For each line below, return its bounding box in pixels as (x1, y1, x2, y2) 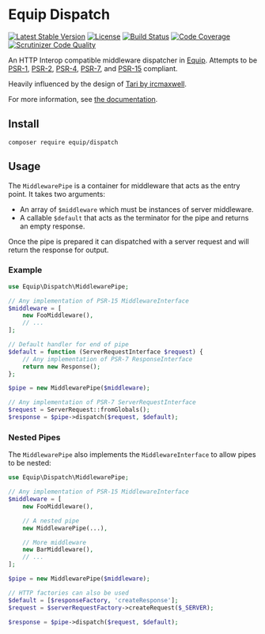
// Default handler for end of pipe (8, 341, 129, 349)
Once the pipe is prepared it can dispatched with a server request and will (8, 236, 249, 246)
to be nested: (8, 459, 51, 468)
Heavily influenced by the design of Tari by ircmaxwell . (8, 79, 187, 89)
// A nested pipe (22, 516, 80, 525)
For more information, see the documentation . (8, 94, 158, 104)
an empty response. (19, 221, 85, 231)
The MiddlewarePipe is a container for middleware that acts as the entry (8, 180, 240, 191)
